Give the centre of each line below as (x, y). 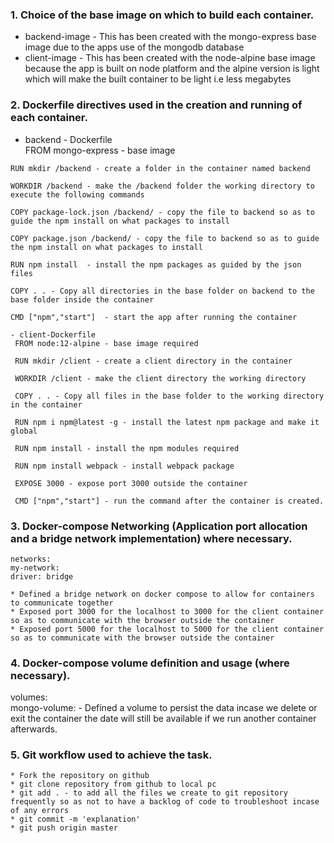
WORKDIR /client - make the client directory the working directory (160, 378)
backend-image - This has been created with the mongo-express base (170, 37)
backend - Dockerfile (68, 139)
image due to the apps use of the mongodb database (134, 47)
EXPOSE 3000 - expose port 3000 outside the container (131, 483)
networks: (31, 559)
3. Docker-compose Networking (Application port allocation (159, 526)
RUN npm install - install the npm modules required (127, 448)
